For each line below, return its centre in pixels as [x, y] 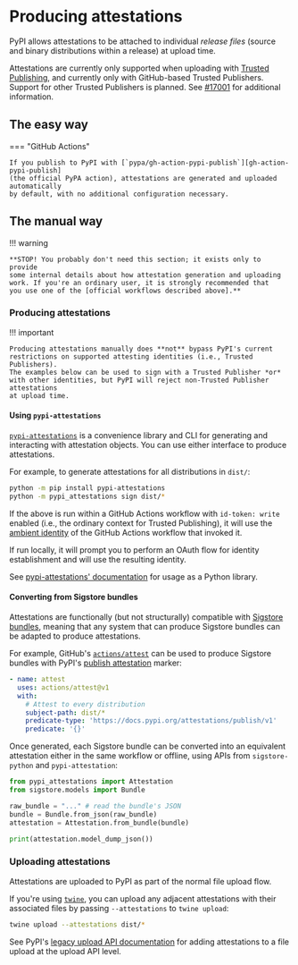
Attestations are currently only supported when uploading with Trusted [139, 68]
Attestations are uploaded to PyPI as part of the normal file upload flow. [141, 881]
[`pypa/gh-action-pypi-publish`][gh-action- [205, 163]
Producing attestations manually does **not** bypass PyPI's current [141, 349]
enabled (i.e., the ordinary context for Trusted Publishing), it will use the [141, 523]
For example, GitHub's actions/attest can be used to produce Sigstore [141, 654]
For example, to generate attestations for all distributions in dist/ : [130, 472]
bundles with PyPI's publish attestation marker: [96, 663]
